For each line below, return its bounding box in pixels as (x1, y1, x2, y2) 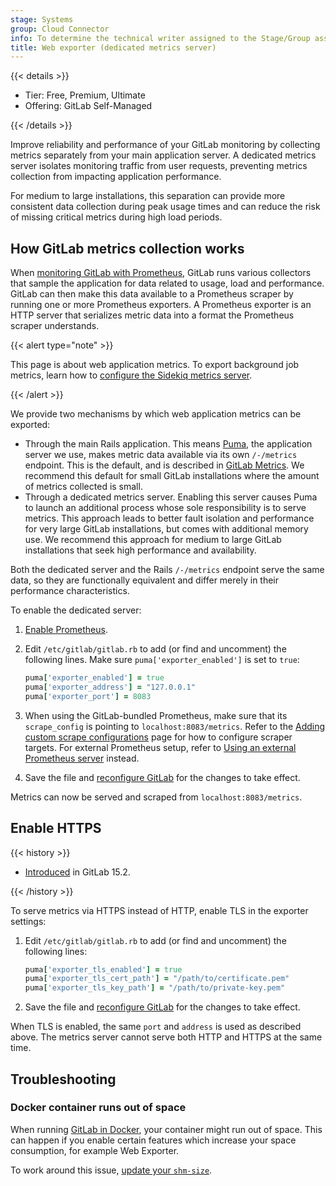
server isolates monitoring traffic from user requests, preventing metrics (10, 160, 308, 172)
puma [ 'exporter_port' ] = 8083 (24, 691, 152, 701)
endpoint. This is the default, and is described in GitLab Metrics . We (24, 459, 305, 471)
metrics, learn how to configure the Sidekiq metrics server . (10, 369, 253, 381)
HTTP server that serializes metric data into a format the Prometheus (10, 309, 295, 321)
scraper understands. (10, 320, 100, 332)
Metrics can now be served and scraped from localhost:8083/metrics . (10, 791, 303, 803)
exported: (10, 419, 51, 431)
